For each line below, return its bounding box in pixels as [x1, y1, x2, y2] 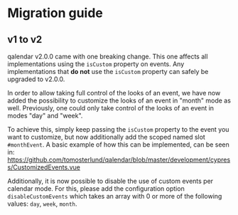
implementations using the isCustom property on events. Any [7, 60, 185, 68]
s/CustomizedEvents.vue [7, 163, 80, 172]
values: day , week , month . [7, 199, 77, 208]
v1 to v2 [7, 33, 43, 46]
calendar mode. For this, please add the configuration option [7, 184, 185, 193]
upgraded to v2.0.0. [7, 75, 65, 83]
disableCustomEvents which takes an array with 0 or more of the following [7, 192, 222, 200]
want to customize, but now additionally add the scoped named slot [7, 133, 206, 141]
